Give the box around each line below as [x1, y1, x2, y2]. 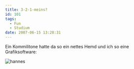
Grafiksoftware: [5, 49, 37, 55]
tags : [5, 16, 16, 21]
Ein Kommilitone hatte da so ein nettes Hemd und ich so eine [5, 44, 129, 49]
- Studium [9, 26, 30, 31]
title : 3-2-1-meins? [5, 7, 48, 12]
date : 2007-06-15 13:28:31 [5, 30, 61, 35]
